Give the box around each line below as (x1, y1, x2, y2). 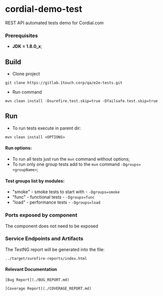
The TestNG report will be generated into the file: (5, 246, 105, 253)
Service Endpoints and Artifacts (5, 235, 84, 242)
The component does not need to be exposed (5, 223, 99, 229)
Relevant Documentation (5, 266, 57, 272)
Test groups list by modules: (5, 178, 65, 184)
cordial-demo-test (5, 3, 82, 15)
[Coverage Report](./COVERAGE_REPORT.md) (5, 286, 92, 291)
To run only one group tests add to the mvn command (12, 162, 120, 168)
